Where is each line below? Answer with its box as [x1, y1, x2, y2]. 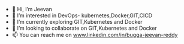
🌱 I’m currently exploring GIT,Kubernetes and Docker [11, 18, 143, 25]
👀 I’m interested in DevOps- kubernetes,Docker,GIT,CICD [11, 12, 153, 19]
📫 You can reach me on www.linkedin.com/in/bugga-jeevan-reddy [11, 32, 178, 38]
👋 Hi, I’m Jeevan [11, 6, 52, 12]
